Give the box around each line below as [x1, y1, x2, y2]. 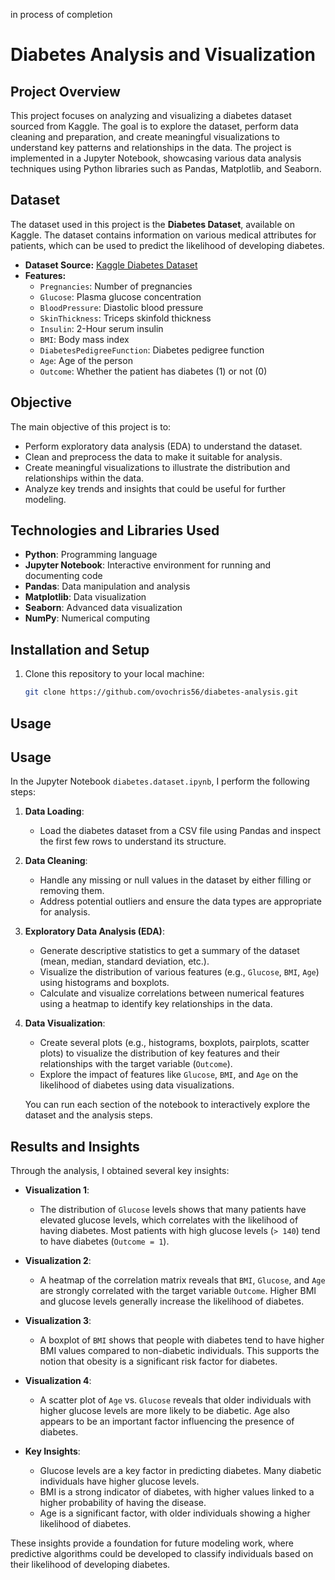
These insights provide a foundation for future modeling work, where [10, 1537, 294, 1549]
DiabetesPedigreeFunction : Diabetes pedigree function [39, 344, 265, 356]
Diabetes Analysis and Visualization [10, 44, 317, 66]
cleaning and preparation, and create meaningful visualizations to [10, 131, 280, 143]
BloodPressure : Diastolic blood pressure [39, 301, 204, 313]
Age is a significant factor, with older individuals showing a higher [39, 1507, 311, 1519]
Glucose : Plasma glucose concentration [39, 290, 202, 303]
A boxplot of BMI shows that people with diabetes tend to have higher [39, 1334, 325, 1346]
